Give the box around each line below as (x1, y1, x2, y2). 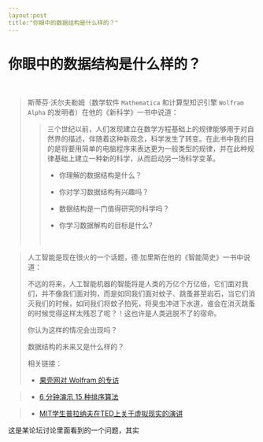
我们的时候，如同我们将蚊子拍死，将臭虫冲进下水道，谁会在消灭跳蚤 (34, 299, 256, 308)
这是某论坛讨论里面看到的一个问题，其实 (8, 425, 139, 435)
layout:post (8, 11, 47, 20)
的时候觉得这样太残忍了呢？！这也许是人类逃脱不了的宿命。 (27, 308, 221, 319)
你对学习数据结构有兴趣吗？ (58, 187, 150, 197)
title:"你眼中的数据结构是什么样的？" (8, 19, 119, 27)
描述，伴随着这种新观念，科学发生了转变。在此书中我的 (68, 134, 248, 144)
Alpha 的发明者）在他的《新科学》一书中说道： (27, 108, 179, 117)
